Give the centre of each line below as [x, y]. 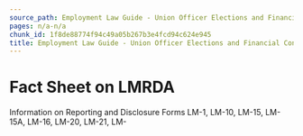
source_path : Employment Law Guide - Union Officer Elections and [137, 18]
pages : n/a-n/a [38, 26]
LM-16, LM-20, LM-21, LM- [77, 122]
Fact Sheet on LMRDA [92, 87]
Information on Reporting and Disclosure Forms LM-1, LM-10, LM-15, [136, 113]
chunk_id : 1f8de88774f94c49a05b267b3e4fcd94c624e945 [110, 34]
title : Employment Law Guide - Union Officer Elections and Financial [145, 43]
